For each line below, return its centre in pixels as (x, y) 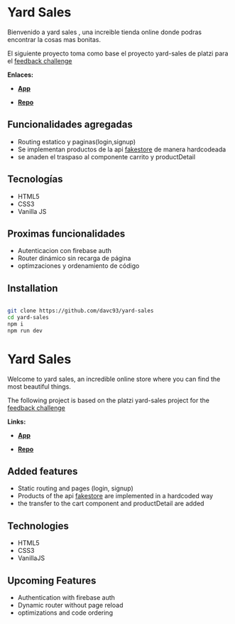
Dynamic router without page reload (70, 606)
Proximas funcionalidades (66, 233)
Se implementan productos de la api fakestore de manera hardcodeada (122, 149)
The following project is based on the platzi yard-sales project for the (108, 400)
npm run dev (25, 330)
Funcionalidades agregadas (70, 125)
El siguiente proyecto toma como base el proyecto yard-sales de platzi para (118, 53)
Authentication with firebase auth (66, 598)
